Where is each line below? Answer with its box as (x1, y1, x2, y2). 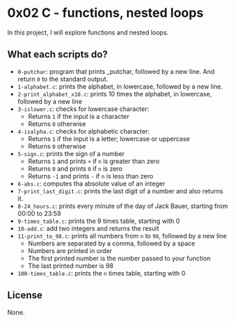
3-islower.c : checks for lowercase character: (17, 104, 149, 113)
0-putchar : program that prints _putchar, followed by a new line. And (17, 67, 215, 75)
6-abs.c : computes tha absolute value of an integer (17, 179, 166, 188)
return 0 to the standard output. (17, 75, 109, 83)
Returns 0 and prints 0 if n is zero (27, 164, 123, 173)
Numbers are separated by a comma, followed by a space (27, 239, 196, 247)
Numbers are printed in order (27, 246, 112, 255)
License (7, 290, 43, 302)
